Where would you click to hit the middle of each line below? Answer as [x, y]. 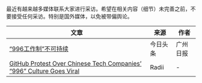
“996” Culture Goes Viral [44, 71]
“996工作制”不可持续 [39, 49]
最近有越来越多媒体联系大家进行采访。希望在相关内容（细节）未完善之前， [98, 9]
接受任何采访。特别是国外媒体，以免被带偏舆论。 [72, 16]
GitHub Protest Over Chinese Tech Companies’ [75, 63]
